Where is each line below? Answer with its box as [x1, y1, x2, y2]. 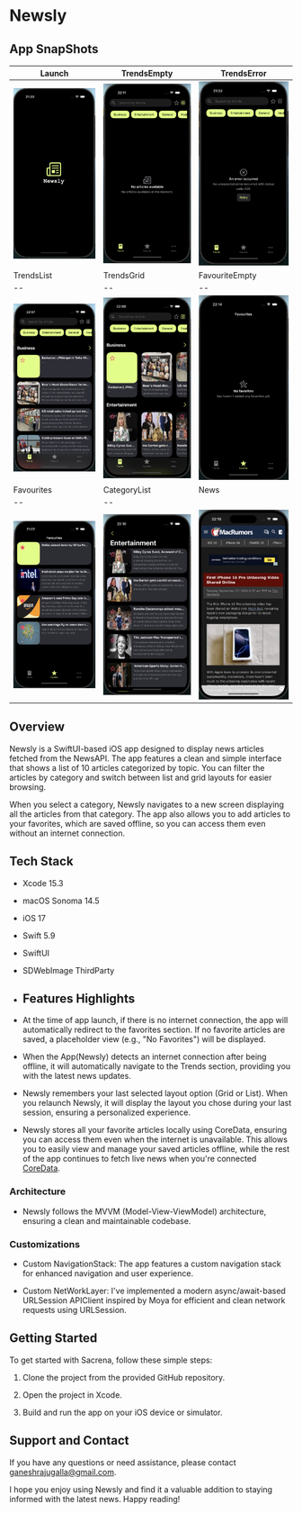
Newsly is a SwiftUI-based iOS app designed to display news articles [9, 743, 265, 754]
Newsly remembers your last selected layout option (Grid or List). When [22, 1088, 289, 1099]
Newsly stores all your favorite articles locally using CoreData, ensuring [22, 1125, 288, 1136]
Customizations [9, 1237, 81, 1250]
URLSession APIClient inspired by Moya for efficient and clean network [22, 1295, 286, 1306]
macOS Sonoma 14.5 [22, 895, 101, 906]
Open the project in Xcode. [22, 1389, 123, 1400]
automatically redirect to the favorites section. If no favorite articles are [22, 1024, 286, 1036]
